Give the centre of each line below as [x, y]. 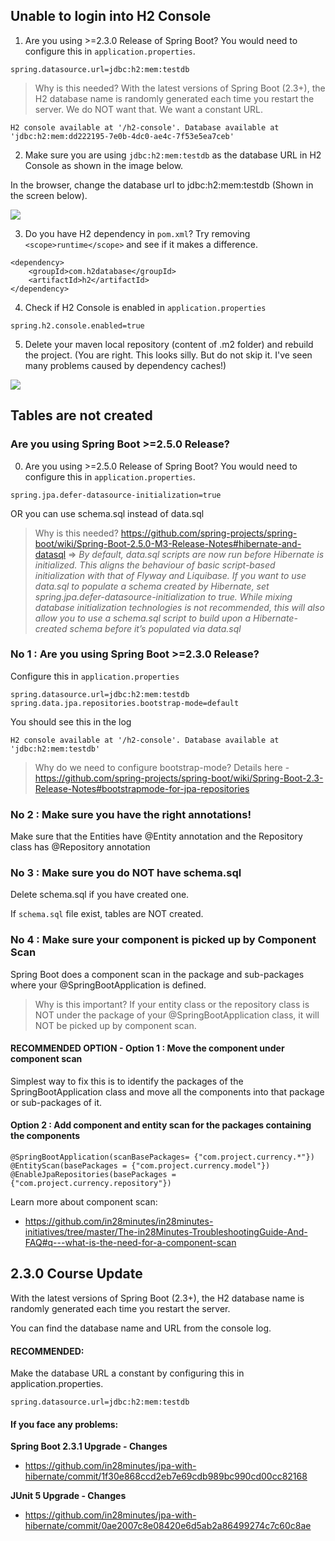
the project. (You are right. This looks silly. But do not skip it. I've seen [168, 355]
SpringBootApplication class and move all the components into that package [167, 1091]
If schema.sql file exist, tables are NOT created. [107, 914]
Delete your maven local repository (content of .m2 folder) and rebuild [169, 344]
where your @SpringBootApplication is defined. [108, 985]
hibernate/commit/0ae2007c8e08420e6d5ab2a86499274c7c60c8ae [168, 1526]
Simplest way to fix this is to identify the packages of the [127, 1081]
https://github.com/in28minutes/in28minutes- [119, 1221]
